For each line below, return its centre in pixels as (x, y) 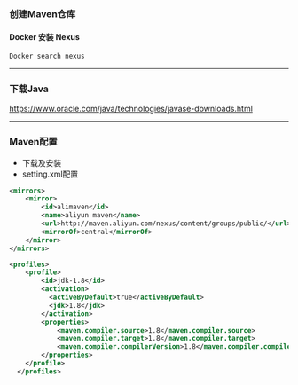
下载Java (29, 89)
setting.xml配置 (50, 174)
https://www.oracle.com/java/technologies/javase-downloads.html (131, 109)
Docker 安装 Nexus (44, 36)
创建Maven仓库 (43, 13)
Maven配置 (33, 142)
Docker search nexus (47, 56)
